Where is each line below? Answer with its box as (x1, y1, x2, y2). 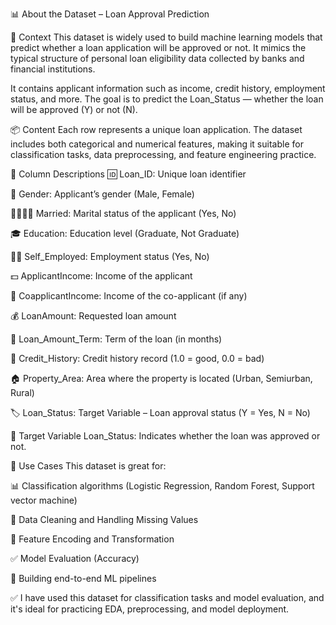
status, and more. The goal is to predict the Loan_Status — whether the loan (10, 93, 324, 105)
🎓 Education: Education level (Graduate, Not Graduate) (10, 228, 240, 239)
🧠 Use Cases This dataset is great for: (10, 460, 167, 472)
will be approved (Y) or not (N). (10, 104, 138, 115)
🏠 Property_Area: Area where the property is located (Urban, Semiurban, (10, 373, 313, 384)
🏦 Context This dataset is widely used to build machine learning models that (10, 31, 323, 43)
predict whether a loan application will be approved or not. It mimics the (10, 42, 307, 53)
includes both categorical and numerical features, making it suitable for (10, 138, 304, 150)
